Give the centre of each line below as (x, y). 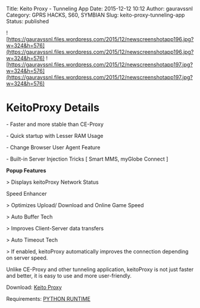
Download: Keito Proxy (34, 287)
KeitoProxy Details (53, 108)
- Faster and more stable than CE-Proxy (55, 124)
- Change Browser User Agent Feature (53, 147)
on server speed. (27, 258)
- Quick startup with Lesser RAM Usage (55, 135)
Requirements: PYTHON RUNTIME (49, 298)
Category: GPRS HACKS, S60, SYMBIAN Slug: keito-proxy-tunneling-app (96, 15)
